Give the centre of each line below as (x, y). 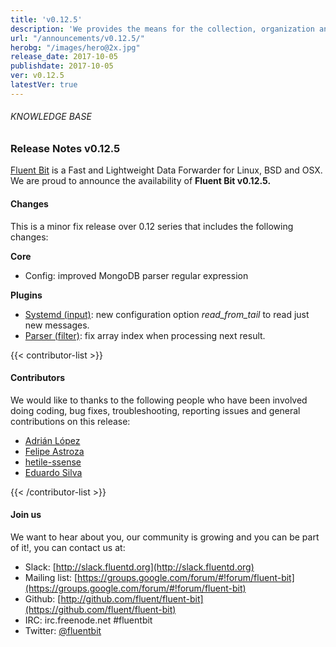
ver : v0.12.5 (37, 76)
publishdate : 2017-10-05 (62, 66)
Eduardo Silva (53, 472)
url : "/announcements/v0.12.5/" (77, 38)
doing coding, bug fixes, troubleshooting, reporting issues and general (155, 410)
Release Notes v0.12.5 (65, 148)
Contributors (38, 378)
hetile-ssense (53, 462)
